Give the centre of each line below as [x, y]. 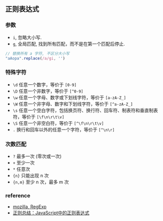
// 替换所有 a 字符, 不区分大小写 [37, 53]
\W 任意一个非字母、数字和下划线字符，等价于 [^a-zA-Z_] [73, 104]
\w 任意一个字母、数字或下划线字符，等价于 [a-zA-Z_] [69, 97]
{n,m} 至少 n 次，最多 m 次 [41, 182]
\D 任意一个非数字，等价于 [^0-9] [48, 91]
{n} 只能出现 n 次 [31, 176]
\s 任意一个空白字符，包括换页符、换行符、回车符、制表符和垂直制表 [85, 110]
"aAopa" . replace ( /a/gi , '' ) [35, 58]
